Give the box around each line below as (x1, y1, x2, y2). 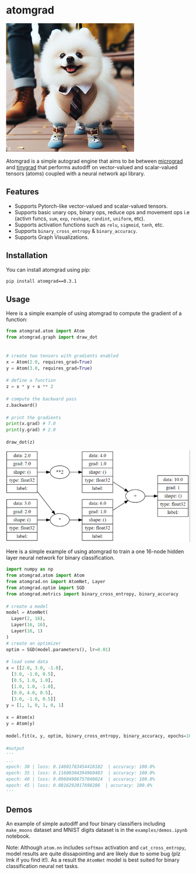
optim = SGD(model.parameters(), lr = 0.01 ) (6, 646, 111, 653)
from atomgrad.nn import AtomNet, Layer (6, 579, 106, 585)
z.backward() (6, 402, 38, 408)
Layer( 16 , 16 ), (11, 622, 48, 628)
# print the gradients (6, 414, 61, 420)
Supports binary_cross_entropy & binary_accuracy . (14, 227, 138, 234)
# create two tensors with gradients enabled (6, 352, 118, 359)
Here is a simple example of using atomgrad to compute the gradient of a (6, 310, 182, 317)
